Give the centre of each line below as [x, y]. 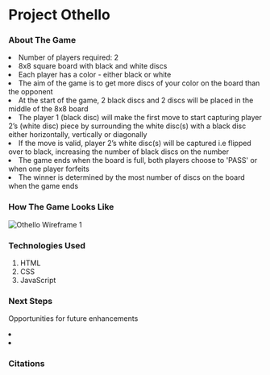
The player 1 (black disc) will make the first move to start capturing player [140, 118]
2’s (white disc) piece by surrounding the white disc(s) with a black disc [127, 126]
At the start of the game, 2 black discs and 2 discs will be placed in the [136, 100]
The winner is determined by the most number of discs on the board [132, 177]
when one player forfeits [49, 169]
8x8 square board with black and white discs [93, 66]
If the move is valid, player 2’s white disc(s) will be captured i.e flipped [135, 144]
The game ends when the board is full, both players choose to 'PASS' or [138, 160]
